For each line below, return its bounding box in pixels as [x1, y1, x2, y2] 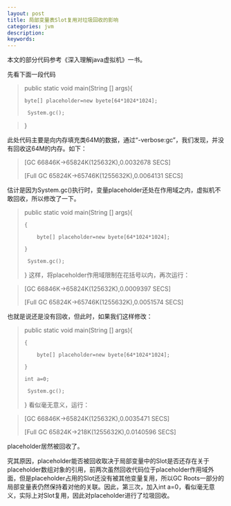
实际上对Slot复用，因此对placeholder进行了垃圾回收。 [19, 492, 174, 500]
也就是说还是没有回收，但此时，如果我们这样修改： [7, 312, 153, 321]
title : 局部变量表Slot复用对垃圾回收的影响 [7, 17, 119, 23]
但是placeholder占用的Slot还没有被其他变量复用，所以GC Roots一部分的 [19, 474, 225, 483]
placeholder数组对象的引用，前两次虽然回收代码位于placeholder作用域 [7, 465, 209, 474]
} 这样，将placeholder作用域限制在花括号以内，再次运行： [24, 271, 190, 280]
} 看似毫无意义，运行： [24, 401, 90, 409]
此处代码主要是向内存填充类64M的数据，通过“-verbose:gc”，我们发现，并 [7, 136, 219, 144]
